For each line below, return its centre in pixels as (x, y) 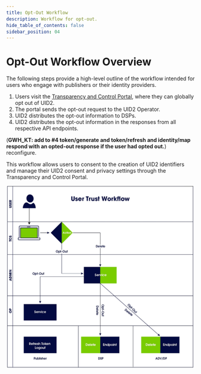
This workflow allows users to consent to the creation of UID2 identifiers (95, 164)
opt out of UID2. (35, 103)
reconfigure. (22, 153)
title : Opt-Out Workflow (37, 13)
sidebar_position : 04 (33, 32)
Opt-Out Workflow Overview (79, 62)
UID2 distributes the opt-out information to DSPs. (75, 116)
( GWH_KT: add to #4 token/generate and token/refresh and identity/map (98, 140)
